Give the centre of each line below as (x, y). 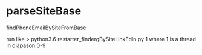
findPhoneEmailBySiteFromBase (46, 27)
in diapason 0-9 (26, 45)
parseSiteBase (44, 11)
